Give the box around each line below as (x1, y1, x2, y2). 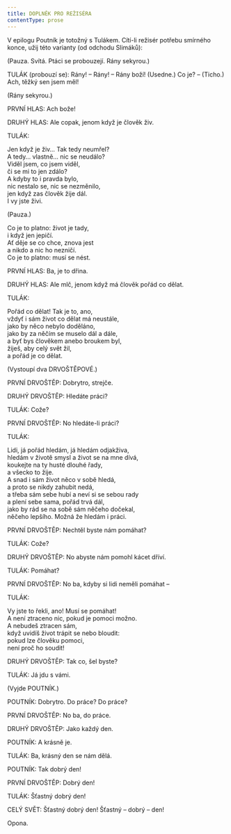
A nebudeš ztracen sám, (7, 621, 78, 629)
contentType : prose (7, 17, 64, 24)
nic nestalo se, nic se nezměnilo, (7, 182, 101, 190)
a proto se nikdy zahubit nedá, (7, 483, 95, 491)
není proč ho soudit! (7, 643, 65, 652)
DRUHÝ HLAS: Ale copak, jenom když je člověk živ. (7, 118, 154, 126)
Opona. (7, 819, 29, 827)
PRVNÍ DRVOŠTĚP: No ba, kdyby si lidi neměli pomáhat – (7, 579, 170, 588)
